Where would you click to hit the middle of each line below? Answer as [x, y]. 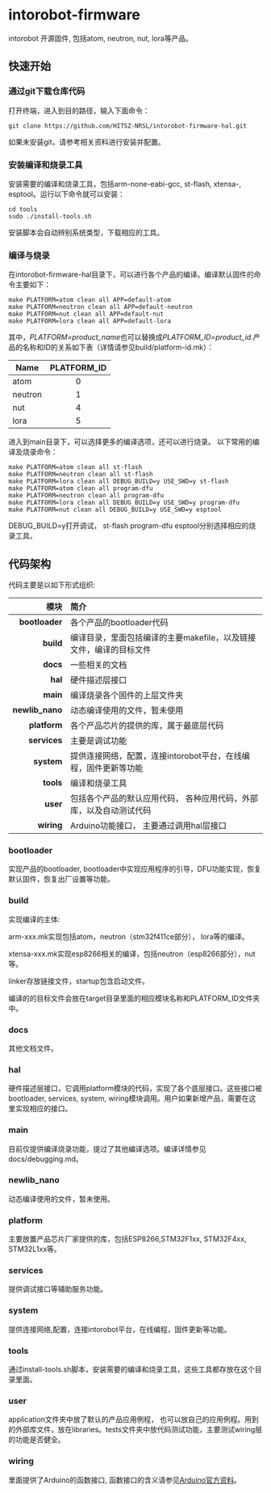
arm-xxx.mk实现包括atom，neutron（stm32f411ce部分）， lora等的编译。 [129, 937]
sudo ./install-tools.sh [50, 216]
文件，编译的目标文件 [110, 650]
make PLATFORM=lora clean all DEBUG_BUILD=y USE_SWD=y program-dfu [124, 503]
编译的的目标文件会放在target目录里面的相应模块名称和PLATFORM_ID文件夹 [134, 998]
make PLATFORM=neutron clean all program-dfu [86, 496]
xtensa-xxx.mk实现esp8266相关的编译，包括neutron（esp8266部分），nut [132, 954]
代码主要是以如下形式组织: [52, 585]
